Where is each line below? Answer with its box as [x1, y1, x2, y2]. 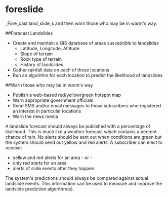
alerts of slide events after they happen [12, 165, 95, 171]
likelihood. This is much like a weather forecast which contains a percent [5, 128, 157, 135]
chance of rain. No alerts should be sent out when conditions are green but [5, 134, 162, 140]
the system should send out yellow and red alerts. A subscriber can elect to [5, 139, 163, 145]
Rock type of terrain [20, 56, 62, 62]
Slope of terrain [20, 51, 53, 57]
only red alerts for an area [12, 160, 67, 166]
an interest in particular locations [12, 108, 81, 114]
